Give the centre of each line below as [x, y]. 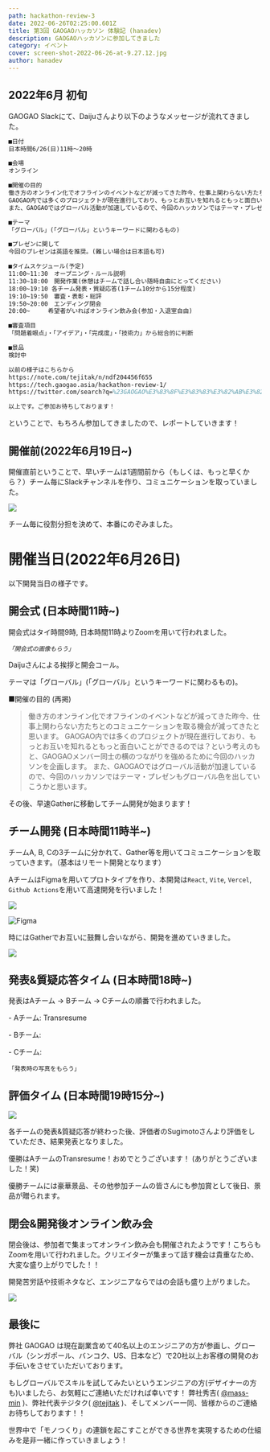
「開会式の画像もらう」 [41, 648]
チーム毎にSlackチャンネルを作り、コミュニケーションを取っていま [140, 482]
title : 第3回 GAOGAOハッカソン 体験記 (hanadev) [85, 31]
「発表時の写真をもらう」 [44, 1069]
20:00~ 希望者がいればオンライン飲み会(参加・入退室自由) [100, 311]
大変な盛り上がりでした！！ [54, 1265]
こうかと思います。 [59, 786]
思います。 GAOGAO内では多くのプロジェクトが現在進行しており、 [138, 736]
